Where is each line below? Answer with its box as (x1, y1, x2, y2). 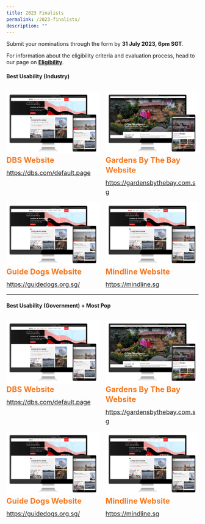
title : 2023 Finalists (6, 10, 64, 16)
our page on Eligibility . (6, 59, 64, 66)
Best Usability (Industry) (6, 72, 70, 79)
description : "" (6, 23, 48, 29)
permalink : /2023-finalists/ (6, 16, 81, 23)
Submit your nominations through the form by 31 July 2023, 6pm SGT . (6, 40, 184, 48)
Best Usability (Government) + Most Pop (6, 301, 111, 309)
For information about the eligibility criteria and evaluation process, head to (6, 52, 195, 59)
